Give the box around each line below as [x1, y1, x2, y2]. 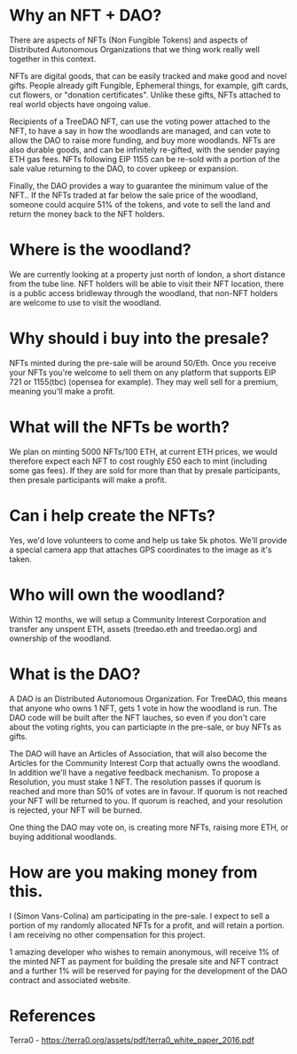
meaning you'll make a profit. [9, 386, 115, 396]
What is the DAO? [9, 664, 141, 683]
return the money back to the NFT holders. [9, 208, 166, 219]
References [9, 1005, 96, 1026]
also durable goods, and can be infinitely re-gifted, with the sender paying [9, 144, 280, 155]
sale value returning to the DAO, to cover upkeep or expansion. [9, 163, 239, 174]
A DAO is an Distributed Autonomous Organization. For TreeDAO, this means [9, 693, 288, 704]
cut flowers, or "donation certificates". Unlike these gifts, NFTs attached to [9, 90, 281, 100]
